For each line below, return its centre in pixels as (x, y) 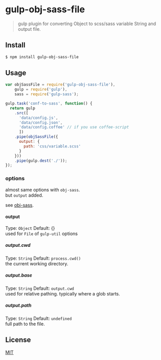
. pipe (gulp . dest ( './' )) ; (41, 161)
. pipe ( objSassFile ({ (36, 137)
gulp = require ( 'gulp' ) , (41, 90)
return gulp (23, 108)
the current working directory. (37, 263)
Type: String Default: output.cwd (40, 288)
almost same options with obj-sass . (43, 189)
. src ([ (21, 113)
